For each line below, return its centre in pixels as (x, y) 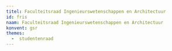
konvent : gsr (22, 28)
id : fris (17, 17)
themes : (16, 33)
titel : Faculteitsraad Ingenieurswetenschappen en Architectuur (86, 11)
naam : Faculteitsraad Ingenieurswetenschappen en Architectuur (85, 22)
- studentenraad (32, 39)
